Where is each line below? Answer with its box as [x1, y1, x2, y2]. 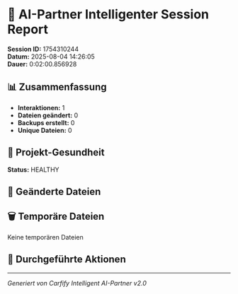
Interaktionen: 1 [17, 103, 65, 112]
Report [7, 21, 48, 37]
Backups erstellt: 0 [17, 118, 75, 127]
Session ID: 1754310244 [7, 45, 79, 53]
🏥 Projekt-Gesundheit [7, 146, 105, 158]
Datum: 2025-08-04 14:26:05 [7, 52, 96, 61]
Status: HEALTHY [7, 165, 59, 174]
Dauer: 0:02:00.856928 [7, 59, 77, 68]
